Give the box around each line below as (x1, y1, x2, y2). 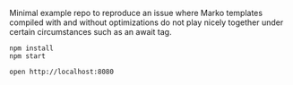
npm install (9, 44, 54, 53)
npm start (9, 52, 47, 61)
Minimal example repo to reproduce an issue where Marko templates (9, 8, 263, 18)
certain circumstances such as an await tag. (9, 27, 172, 37)
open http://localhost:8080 (9, 67, 115, 76)
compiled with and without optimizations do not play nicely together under (9, 17, 284, 28)
